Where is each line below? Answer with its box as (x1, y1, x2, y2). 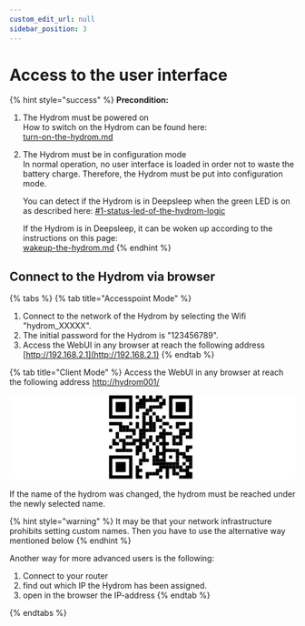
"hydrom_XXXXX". (22, 320, 92, 331)
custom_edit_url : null (9, 15, 95, 24)
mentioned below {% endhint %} (9, 535, 132, 546)
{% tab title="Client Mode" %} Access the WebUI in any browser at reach (9, 367, 284, 378)
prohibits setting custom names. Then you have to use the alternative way (9, 526, 286, 537)
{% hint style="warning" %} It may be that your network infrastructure (9, 516, 272, 527)
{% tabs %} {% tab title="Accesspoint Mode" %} (9, 293, 192, 304)
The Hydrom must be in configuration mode (22, 149, 187, 160)
